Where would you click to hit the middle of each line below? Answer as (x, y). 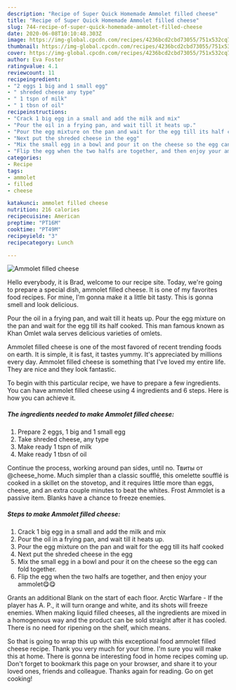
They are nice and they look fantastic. (62, 370)
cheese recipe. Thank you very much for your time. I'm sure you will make (114, 649)
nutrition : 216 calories (44, 210)
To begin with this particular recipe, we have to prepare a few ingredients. (114, 383)
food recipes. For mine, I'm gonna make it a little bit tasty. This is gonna (110, 297)
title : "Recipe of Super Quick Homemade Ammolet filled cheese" (103, 20)
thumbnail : (23, 46)
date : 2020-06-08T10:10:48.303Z (54, 33)
